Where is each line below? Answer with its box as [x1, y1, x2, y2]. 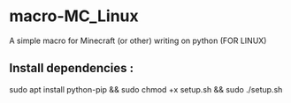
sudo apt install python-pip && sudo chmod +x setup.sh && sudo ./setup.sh [9, 84, 283, 94]
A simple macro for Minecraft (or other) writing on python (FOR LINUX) [9, 35, 267, 46]
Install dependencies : [9, 61, 134, 76]
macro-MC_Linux [9, 6, 139, 26]
